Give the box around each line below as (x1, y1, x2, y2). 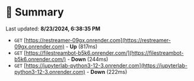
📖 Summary (5, 5, 64, 19)
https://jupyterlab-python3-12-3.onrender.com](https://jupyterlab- (26, 62, 188, 69)
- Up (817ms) (65, 43, 98, 50)
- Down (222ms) (86, 68, 128, 75)
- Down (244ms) (67, 55, 109, 63)
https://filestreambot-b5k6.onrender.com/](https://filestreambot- (26, 49, 184, 56)
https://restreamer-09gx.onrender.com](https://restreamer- (26, 36, 171, 43)
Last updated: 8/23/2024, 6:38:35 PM (5, 25, 101, 32)
